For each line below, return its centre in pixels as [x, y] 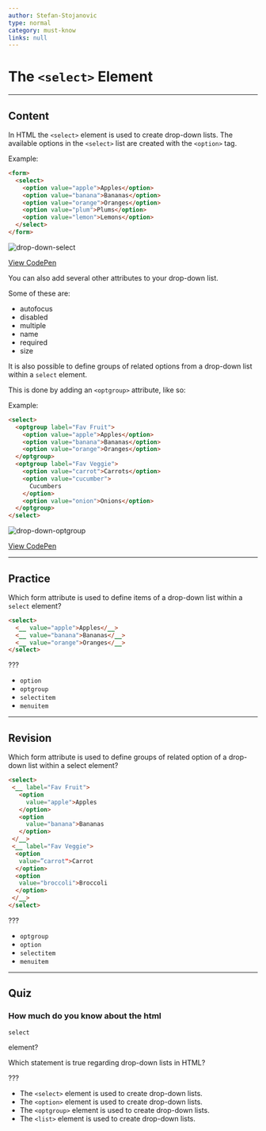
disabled [34, 317]
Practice [29, 578]
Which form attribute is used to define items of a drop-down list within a [125, 597]
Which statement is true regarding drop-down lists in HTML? [107, 1062]
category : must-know [42, 30]
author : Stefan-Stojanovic [53, 15]
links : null [28, 38]
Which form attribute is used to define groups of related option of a [118, 757]
